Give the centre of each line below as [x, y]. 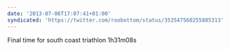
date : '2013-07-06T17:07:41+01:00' [59, 14]
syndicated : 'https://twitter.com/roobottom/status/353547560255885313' [116, 20]
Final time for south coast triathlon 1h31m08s [72, 40]
